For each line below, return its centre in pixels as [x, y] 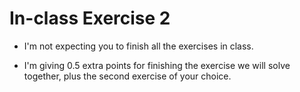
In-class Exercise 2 [90, 18]
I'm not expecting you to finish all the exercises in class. [138, 46]
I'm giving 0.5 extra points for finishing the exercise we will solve [157, 65]
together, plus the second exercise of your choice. [127, 76]
